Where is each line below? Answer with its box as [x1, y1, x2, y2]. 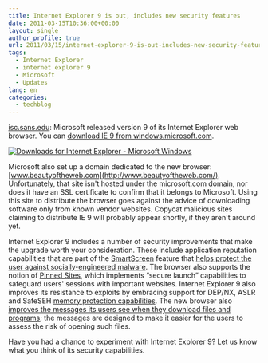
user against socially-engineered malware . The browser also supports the [8, 262, 251, 272]
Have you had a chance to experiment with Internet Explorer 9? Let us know [8, 337, 258, 347]
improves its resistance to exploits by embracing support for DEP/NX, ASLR [8, 288, 256, 298]
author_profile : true [8, 34, 81, 42]
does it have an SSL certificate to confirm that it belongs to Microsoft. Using [8, 187, 258, 197]
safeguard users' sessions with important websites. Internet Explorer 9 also [8, 279, 257, 289]
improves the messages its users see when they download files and [8, 305, 231, 314]
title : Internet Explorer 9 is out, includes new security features [8, 11, 241, 20]
